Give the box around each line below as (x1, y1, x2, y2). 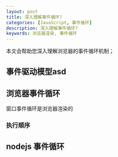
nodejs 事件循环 (6, 141, 65, 151)
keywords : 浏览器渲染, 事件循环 (6, 31, 77, 37)
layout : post (6, 8, 38, 15)
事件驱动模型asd (6, 66, 66, 77)
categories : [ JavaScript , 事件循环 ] (6, 19, 92, 25)
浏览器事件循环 (6, 88, 60, 98)
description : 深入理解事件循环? (6, 25, 78, 31)
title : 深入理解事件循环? (6, 14, 63, 20)
